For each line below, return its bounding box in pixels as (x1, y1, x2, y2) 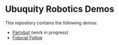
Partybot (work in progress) (12, 29, 69, 35)
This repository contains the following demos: (5, 20, 98, 26)
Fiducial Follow (12, 35, 43, 41)
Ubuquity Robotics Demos (5, 3, 115, 15)
